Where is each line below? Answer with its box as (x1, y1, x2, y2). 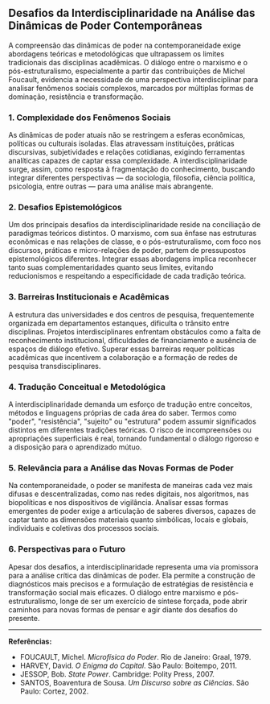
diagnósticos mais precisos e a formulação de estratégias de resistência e (8, 579, 254, 589)
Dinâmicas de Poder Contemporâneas (8, 19, 202, 33)
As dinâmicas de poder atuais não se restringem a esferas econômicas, (8, 130, 246, 140)
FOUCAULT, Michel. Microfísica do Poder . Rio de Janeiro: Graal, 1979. (19, 652, 252, 661)
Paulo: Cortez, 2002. (19, 686, 89, 696)
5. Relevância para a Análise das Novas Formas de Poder (8, 462, 235, 474)
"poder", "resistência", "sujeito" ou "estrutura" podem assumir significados (8, 416, 257, 426)
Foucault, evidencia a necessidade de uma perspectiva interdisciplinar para (8, 74, 259, 84)
